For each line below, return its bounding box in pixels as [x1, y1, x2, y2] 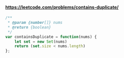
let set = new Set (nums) [14, 39, 67, 44]
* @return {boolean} [7, 24, 52, 30]
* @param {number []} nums [7, 20, 63, 25]
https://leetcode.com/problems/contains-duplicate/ [5, 4, 119, 10]
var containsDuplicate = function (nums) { [5, 34, 97, 39]
